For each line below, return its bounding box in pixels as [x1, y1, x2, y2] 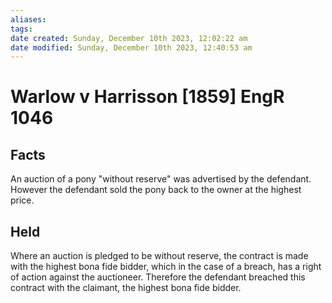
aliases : [10, 14, 47, 25]
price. [10, 194, 35, 206]
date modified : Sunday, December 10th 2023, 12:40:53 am [10, 42, 253, 53]
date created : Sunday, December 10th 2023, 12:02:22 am [10, 33, 248, 43]
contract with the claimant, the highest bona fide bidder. [10, 282, 242, 294]
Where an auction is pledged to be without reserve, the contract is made [10, 250, 309, 262]
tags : [10, 24, 33, 34]
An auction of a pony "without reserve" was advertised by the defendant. [10, 173, 312, 185]
